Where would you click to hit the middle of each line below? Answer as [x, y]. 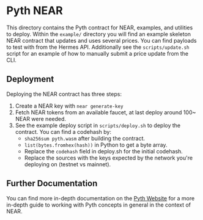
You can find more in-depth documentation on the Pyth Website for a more [101, 198]
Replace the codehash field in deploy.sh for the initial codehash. [104, 151]
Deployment [30, 79]
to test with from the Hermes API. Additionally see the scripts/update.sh [98, 47]
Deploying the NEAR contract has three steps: [64, 94]
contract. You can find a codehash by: [63, 131]
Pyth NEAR [35, 11]
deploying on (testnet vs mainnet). [68, 164]
